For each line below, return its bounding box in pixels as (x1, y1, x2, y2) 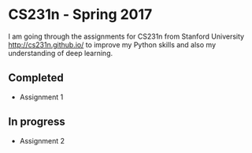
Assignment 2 (19, 136, 65, 145)
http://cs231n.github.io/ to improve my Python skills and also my (8, 39, 217, 49)
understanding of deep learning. (8, 48, 113, 58)
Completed (8, 71, 65, 84)
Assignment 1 (19, 92, 64, 102)
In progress (8, 115, 65, 129)
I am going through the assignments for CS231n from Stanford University (8, 32, 245, 41)
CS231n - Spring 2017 (8, 6, 153, 24)
